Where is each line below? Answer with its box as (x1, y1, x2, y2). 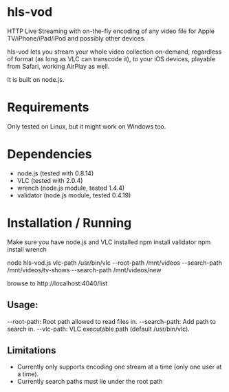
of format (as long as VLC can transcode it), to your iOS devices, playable (7, 54, 215, 63)
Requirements (7, 100, 89, 116)
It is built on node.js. (7, 75, 65, 83)
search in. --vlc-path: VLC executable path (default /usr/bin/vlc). (7, 325, 190, 333)
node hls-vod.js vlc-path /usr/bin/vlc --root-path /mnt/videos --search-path (7, 259, 222, 267)
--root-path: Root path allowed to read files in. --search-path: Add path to (7, 317, 217, 325)
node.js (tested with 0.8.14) (17, 169, 94, 177)
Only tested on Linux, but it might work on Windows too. (7, 122, 166, 131)
